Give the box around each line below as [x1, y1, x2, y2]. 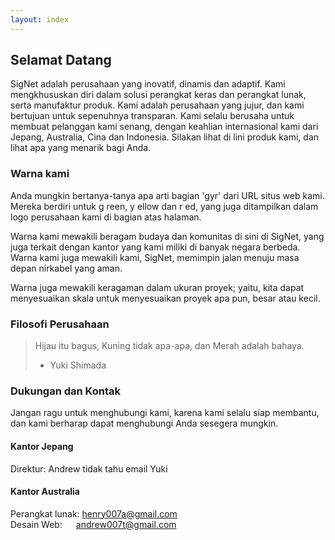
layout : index [10, 14, 70, 25]
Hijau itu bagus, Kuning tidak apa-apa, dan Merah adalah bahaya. [34, 340, 305, 352]
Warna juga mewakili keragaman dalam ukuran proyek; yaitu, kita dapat [10, 281, 305, 293]
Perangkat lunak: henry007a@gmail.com [10, 507, 178, 520]
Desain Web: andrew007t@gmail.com [10, 518, 177, 530]
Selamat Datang [10, 52, 112, 69]
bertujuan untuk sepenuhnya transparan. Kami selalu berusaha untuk [10, 110, 295, 122]
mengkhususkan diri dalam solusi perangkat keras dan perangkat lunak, [10, 89, 307, 101]
